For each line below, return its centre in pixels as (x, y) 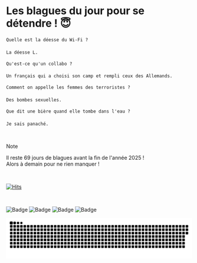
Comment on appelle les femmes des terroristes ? (68, 88)
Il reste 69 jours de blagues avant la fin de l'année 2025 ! (75, 158)
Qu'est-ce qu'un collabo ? (39, 64)
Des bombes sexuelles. (34, 100)
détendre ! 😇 (39, 23)
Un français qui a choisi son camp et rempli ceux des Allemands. (89, 76)
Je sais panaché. (27, 124)
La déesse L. (22, 52)
